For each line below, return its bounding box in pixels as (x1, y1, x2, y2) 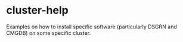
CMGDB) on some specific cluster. (6, 29, 91, 36)
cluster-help (6, 4, 69, 17)
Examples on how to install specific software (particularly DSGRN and (6, 23, 178, 30)
